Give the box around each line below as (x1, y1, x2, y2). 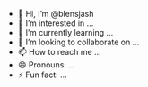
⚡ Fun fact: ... (17, 69, 67, 80)
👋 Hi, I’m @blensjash (17, 9, 94, 19)
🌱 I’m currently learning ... (17, 28, 114, 37)
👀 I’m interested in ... (17, 18, 94, 28)
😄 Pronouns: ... (17, 59, 76, 70)
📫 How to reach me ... (17, 47, 101, 57)
